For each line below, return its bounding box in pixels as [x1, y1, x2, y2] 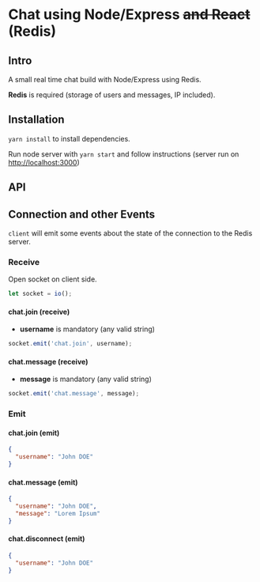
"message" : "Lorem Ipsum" [15, 510, 101, 518]
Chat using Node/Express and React [8, 6, 251, 24]
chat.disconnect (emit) [8, 534, 85, 543]
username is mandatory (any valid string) [19, 324, 156, 334]
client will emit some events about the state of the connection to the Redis [8, 229, 253, 238]
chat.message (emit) [8, 477, 78, 487]
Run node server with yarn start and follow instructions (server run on [8, 149, 239, 159]
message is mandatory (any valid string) [19, 374, 153, 384]
